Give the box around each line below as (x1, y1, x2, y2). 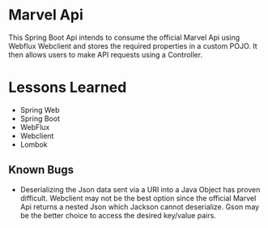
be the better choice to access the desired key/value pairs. (19, 210, 216, 220)
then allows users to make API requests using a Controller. (8, 49, 203, 59)
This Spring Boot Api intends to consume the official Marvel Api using (8, 32, 240, 42)
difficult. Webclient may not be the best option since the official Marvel (19, 193, 257, 203)
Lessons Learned (8, 79, 127, 97)
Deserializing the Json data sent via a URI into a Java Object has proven (19, 184, 261, 194)
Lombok (19, 140, 49, 149)
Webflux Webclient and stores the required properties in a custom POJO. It (8, 41, 257, 50)
